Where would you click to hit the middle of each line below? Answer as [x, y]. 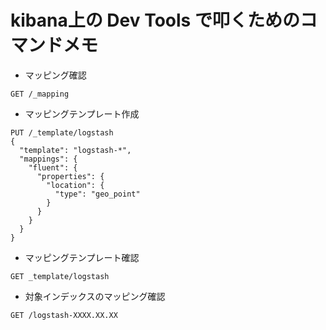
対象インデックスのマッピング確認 [95, 296]
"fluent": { [53, 167]
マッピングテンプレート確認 [82, 257]
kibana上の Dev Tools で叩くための [155, 20]
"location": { [75, 185]
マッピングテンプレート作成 [82, 113]
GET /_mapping [40, 94]
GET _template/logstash [60, 276]
